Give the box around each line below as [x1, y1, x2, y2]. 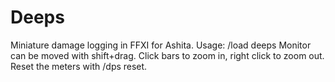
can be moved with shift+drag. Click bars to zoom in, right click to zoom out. [10, 49, 325, 61]
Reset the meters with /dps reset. [10, 60, 148, 72]
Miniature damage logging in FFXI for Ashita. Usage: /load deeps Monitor [10, 39, 312, 51]
